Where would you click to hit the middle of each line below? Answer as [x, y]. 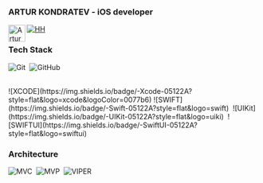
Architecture [33, 154]
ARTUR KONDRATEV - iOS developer [81, 12]
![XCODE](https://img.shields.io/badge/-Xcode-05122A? [100, 91]
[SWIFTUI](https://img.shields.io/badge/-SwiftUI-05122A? [103, 125]
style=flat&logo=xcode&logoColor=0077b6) [80, 99]
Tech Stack [31, 50]
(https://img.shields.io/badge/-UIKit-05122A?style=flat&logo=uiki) [116, 116]
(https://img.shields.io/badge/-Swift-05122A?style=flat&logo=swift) [119, 108]
